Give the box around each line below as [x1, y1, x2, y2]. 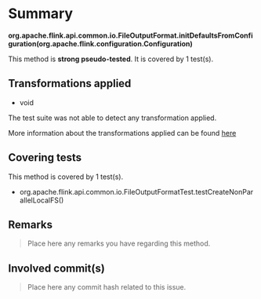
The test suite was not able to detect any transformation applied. [8, 113, 217, 122]
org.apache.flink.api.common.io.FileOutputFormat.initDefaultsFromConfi [8, 31, 253, 40]
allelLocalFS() [19, 195, 64, 205]
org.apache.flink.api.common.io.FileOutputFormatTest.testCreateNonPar [19, 187, 254, 196]
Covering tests [8, 151, 82, 165]
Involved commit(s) [8, 261, 106, 275]
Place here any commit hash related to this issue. [27, 283, 187, 292]
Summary [8, 5, 73, 23]
